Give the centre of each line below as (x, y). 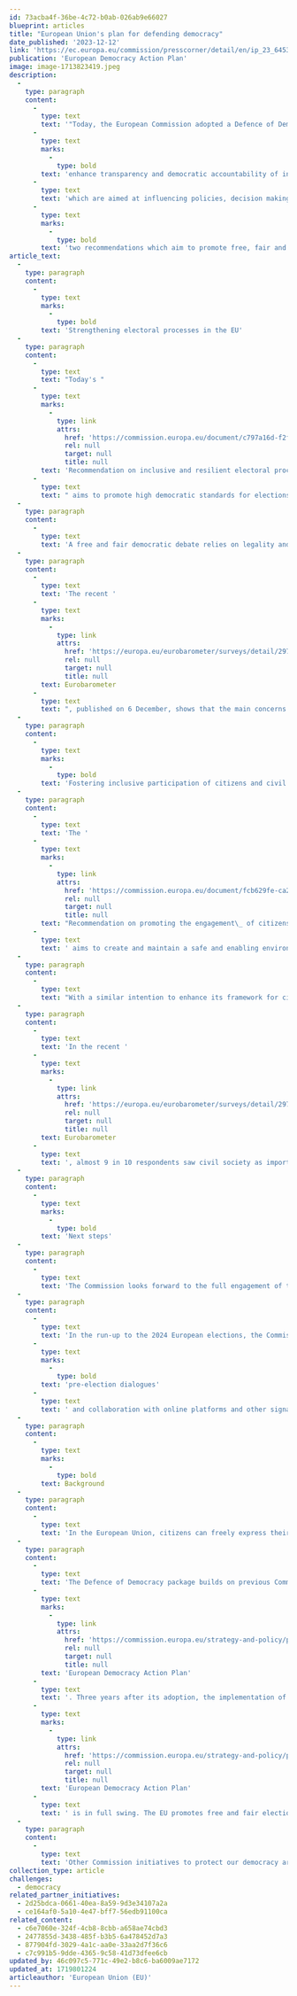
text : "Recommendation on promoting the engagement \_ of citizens (166, 924)
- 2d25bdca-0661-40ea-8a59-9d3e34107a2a (92, 1904)
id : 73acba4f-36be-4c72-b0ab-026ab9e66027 (88, 17)
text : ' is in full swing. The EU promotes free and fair (150, 1813)
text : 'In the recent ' (84, 1047)
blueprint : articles (47, 26)
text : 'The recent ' (79, 594)
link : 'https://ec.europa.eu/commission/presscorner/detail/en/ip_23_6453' (152, 50)
